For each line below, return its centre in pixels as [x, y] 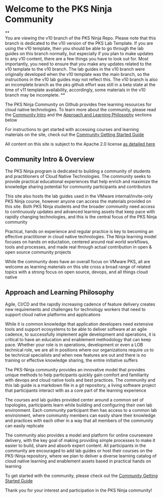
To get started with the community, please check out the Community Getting [81, 476]
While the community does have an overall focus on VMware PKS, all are [78, 261]
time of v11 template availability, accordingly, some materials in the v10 [75, 90]
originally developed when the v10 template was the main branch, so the [77, 74]
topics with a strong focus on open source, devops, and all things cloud [76, 272]
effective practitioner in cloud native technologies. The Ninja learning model [81, 236]
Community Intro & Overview [50, 159]
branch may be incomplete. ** [35, 95]
